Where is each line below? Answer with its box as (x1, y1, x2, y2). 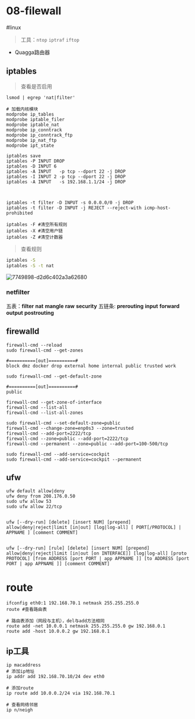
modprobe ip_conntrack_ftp (6, 132, 73, 138)
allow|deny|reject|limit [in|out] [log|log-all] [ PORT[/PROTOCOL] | (6, 524, 182, 531)
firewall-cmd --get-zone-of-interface (6, 399, 102, 405)
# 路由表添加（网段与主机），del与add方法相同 (6, 618, 105, 624)
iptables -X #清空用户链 (6, 227, 63, 234)
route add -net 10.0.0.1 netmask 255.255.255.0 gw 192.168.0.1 (6, 623, 166, 629)
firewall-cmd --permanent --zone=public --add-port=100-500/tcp (6, 441, 168, 446)
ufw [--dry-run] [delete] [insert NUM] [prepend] (6, 520, 132, 525)
